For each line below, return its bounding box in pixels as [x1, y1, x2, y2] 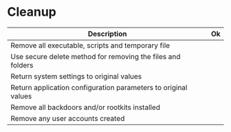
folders [10, 60, 34, 69]
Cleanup [7, 4, 57, 20]
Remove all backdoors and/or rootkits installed [10, 102, 160, 112]
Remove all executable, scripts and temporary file [10, 41, 170, 50]
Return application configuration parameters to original [10, 82, 188, 92]
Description [87, 29, 127, 38]
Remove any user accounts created [10, 113, 125, 123]
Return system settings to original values [10, 71, 142, 81]
